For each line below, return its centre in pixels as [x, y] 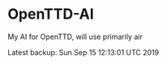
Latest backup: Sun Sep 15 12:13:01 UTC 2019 [83, 52]
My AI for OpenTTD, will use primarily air [75, 37]
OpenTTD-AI [51, 14]
